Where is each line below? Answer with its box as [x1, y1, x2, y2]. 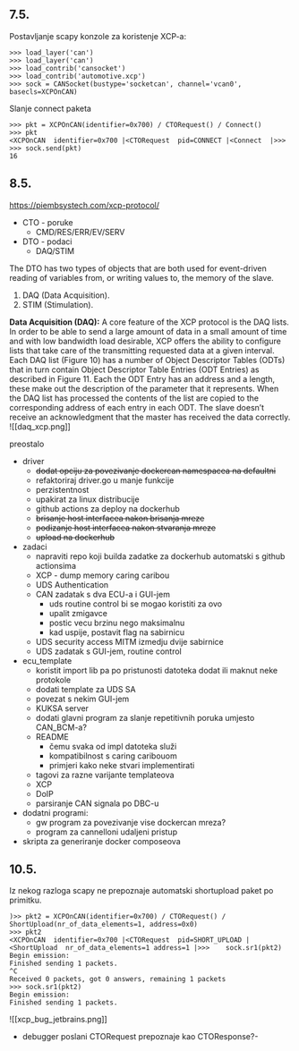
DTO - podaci [21, 236, 73, 247]
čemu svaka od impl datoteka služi [48, 741, 177, 751]
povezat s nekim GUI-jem [35, 693, 130, 704]
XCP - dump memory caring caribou [35, 570, 170, 581]
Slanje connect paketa [9, 103, 92, 114]
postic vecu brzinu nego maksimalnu [48, 617, 185, 628]
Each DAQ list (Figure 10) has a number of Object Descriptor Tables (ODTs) [9, 354, 286, 365]
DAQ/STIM [35, 245, 74, 256]
